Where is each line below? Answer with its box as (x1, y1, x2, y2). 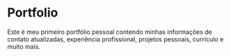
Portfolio (7, 5, 58, 21)
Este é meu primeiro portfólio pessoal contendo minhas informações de (7, 28, 212, 36)
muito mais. (7, 42, 40, 50)
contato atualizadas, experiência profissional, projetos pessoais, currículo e (7, 35, 224, 43)
